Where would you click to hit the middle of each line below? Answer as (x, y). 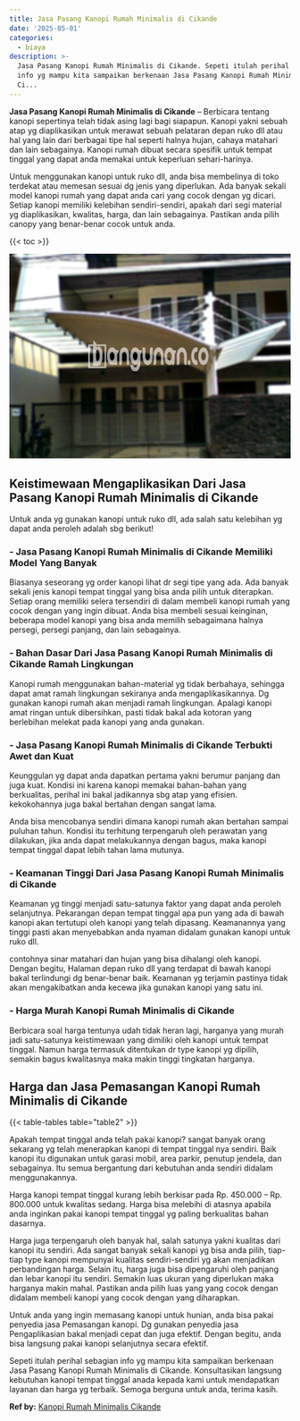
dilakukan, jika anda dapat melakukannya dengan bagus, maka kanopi (138, 840)
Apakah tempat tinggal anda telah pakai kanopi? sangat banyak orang (137, 1139)
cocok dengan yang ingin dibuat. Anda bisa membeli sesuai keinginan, (139, 611)
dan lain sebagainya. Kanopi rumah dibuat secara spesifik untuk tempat (141, 149)
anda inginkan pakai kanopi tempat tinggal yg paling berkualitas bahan (139, 1214)
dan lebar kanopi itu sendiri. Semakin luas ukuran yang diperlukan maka (142, 1279)
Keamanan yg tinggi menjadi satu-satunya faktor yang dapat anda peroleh (145, 904)
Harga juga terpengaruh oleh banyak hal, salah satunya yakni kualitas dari (145, 1241)
